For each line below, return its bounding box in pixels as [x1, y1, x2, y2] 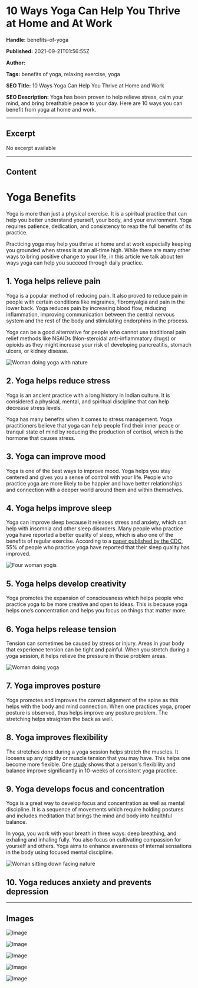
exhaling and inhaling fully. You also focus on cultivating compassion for [6, 836, 181, 843]
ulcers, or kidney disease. [6, 347, 69, 354]
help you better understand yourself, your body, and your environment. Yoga [6, 217, 192, 224]
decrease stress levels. [6, 404, 62, 411]
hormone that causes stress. [6, 434, 75, 441]
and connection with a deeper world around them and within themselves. [6, 486, 184, 493]
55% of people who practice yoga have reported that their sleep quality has [6, 544, 190, 551]
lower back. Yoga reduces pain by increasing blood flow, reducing [6, 304, 167, 311]
